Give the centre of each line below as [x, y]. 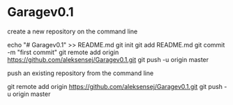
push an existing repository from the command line [81, 73]
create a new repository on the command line [73, 31]
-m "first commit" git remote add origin [63, 52]
